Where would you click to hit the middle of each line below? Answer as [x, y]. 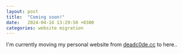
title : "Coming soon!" [36, 17]
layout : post [22, 11]
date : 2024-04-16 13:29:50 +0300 [50, 22]
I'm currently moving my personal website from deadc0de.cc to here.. [92, 45]
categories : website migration [45, 28]
